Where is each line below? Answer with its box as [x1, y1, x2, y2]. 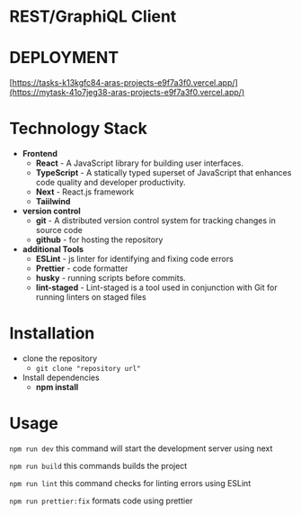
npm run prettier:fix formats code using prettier [9, 495, 193, 506]
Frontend [22, 149, 58, 159]
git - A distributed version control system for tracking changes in [35, 215, 276, 226]
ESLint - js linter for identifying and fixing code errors [35, 254, 234, 265]
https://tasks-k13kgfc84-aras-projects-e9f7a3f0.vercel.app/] [12, 77, 238, 88]
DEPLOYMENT [9, 48, 120, 68]
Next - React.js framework [35, 186, 135, 197]
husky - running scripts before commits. [35, 273, 186, 284]
